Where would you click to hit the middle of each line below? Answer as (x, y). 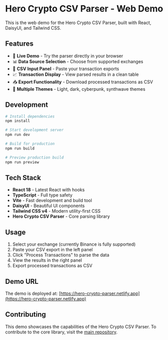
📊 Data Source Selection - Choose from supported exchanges (78, 61)
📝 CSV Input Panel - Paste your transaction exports (66, 69)
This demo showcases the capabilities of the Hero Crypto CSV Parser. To (81, 326)
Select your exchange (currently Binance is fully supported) (74, 244)
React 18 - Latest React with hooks (49, 190)
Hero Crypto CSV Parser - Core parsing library (61, 217)
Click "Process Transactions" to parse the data (61, 255)
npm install (18, 121)
